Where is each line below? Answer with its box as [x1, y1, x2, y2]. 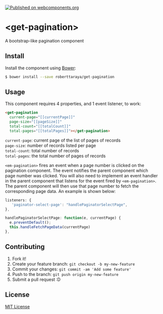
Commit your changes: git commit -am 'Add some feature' [12, 266, 132, 272]
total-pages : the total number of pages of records [5, 153, 106, 159]
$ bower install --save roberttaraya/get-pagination [5, 74, 115, 79]
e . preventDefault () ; [9, 220, 51, 225]
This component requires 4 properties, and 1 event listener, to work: [5, 101, 142, 107]
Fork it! [12, 255, 27, 261]
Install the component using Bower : [5, 65, 77, 71]
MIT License [5, 303, 30, 310]
